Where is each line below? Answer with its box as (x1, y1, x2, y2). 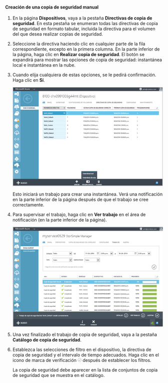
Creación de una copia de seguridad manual (5, 4, 99, 10)
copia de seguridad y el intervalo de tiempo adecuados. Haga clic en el (12, 351, 159, 358)
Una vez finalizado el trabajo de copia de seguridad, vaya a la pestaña (12, 331, 157, 337)
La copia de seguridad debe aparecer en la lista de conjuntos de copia (12, 366, 158, 373)
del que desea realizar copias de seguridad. (12, 31, 103, 37)
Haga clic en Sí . (12, 77, 45, 83)
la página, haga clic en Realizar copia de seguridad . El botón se (12, 52, 145, 58)
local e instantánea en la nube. (12, 62, 76, 68)
